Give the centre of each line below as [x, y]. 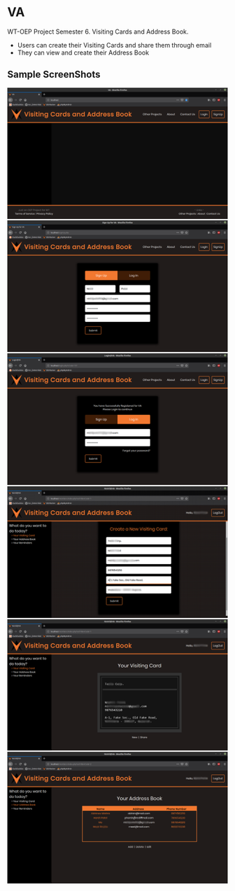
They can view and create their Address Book [83, 52]
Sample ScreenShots [54, 75]
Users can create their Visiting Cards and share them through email [114, 45]
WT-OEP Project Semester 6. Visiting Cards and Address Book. [98, 31]
